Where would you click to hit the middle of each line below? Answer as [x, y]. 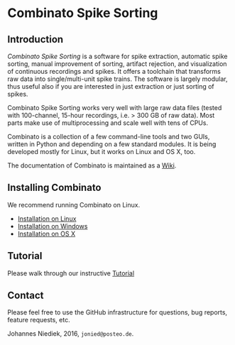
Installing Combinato [54, 188]
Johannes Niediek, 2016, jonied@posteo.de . [71, 334]
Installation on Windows [53, 226]
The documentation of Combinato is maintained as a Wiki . [92, 165]
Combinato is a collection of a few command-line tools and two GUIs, [109, 137]
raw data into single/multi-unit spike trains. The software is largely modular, [117, 79]
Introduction [35, 39]
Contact [26, 296]
